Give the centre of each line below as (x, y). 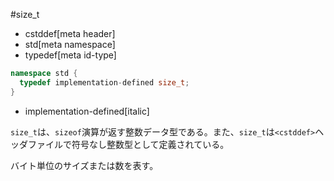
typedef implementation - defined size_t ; (104, 82)
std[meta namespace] (70, 44)
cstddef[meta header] (70, 33)
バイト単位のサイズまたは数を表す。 (84, 165)
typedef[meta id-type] (70, 55)
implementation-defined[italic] (87, 111)
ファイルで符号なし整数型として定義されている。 (128, 144)
